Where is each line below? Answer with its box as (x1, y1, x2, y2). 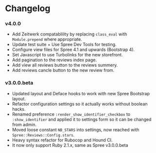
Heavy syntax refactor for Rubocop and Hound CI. (12, 137, 113, 143)
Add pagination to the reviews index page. (12, 57, 97, 63)
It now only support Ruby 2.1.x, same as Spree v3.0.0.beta (12, 142, 128, 148)
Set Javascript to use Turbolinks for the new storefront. (12, 52, 123, 58)
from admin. (12, 121, 37, 127)
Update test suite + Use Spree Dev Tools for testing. (12, 42, 117, 48)
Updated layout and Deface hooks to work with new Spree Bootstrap (12, 90, 150, 96)
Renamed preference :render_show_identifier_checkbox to (12, 111, 130, 117)
